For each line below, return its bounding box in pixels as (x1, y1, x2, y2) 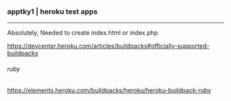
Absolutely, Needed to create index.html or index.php (7, 29, 158, 37)
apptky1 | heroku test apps (7, 7, 98, 16)
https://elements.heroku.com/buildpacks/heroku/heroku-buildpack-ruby (7, 86, 212, 94)
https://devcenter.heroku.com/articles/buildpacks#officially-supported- (7, 42, 210, 50)
